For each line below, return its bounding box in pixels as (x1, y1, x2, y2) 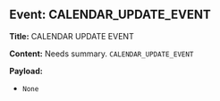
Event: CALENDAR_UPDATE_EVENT (9, 7, 212, 22)
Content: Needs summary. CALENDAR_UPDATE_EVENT (9, 48, 194, 59)
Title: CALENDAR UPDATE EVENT (9, 30, 134, 41)
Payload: (9, 65, 43, 76)
